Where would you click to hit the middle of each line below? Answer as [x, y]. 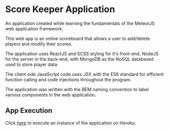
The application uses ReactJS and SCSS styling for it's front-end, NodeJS [82, 54]
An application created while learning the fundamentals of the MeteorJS [80, 23]
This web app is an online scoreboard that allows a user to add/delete [78, 38]
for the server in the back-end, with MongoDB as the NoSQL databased [79, 59]
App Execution [29, 111]
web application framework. [34, 28]
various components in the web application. [51, 95]
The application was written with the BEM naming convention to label [77, 89]
